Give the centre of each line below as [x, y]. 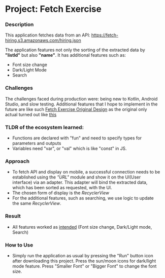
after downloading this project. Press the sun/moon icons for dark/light [84, 261]
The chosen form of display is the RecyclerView [61, 193]
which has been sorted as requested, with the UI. [62, 188]
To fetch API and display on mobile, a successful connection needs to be [86, 172]
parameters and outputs [37, 143]
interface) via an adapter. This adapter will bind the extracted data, [80, 182]
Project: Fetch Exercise [53, 9]
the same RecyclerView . [37, 204]
